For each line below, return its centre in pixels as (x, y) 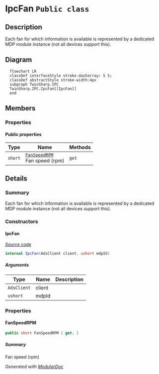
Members (20, 108)
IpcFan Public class (47, 9)
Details (16, 178)
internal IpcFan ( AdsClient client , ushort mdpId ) (58, 254)
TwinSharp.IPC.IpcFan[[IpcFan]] (43, 89)
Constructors (22, 221)
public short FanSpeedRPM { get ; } (42, 333)
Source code (18, 245)
